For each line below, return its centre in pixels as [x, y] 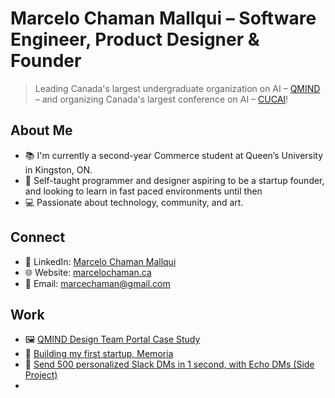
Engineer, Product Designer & [135, 39]
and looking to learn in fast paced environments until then [143, 191]
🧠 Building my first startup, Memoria [99, 354]
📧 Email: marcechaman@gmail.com [97, 283]
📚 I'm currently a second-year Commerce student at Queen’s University [174, 155]
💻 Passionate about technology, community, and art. [134, 202]
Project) [41, 375]
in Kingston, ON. [58, 169]
